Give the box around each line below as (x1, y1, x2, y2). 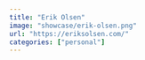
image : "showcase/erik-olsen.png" (9, 21, 138, 30)
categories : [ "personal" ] (9, 37, 105, 47)
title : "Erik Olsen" (9, 12, 86, 22)
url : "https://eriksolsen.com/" (9, 29, 129, 38)
